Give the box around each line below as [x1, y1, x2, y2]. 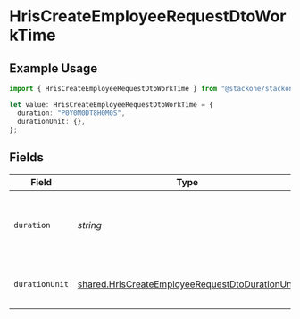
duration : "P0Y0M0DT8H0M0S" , [17, 109, 126, 118]
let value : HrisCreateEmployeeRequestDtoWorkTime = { [9, 100, 214, 109]
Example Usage [9, 61, 98, 76]
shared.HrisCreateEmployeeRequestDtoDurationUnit [77, 278, 297, 290]
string [77, 219, 103, 232]
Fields [9, 150, 45, 165]
